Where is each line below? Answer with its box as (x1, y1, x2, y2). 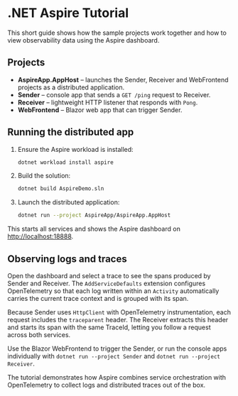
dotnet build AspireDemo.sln (17, 185, 104, 192)
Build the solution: (17, 172, 71, 180)
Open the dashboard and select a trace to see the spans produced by (7, 272, 211, 280)
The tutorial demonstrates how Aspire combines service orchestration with (7, 373, 226, 381)
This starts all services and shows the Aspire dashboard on (7, 225, 181, 233)
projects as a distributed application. (17, 83, 125, 92)
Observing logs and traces (7, 253, 127, 265)
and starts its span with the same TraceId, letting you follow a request (7, 323, 211, 331)
